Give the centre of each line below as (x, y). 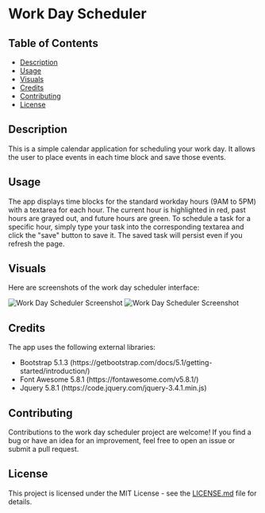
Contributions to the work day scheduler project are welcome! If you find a (130, 432)
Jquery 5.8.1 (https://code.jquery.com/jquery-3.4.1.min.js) (113, 388)
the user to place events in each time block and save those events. (117, 157)
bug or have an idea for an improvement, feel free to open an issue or (122, 441)
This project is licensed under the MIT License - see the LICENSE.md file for (132, 493)
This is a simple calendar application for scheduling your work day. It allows (132, 149)
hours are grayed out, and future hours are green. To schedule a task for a (130, 218)
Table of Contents (54, 43)
